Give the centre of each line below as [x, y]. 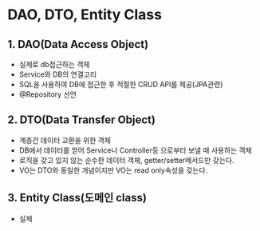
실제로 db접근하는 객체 [54, 64]
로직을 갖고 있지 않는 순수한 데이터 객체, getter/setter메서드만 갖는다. [126, 160]
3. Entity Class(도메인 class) [77, 198]
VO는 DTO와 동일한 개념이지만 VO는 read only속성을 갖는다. [113, 170]
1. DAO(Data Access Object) [78, 44]
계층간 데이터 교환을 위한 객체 [65, 140]
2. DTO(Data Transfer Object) [82, 120]
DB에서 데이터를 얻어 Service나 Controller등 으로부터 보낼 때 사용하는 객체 [135, 150]
